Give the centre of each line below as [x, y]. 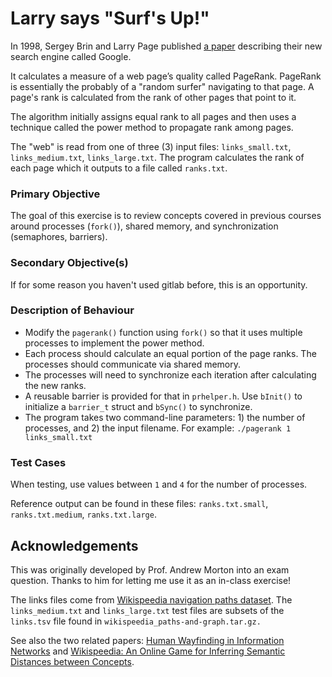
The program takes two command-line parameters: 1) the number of [165, 417]
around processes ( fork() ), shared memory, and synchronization [144, 226]
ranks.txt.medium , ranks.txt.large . [83, 514]
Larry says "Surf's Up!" [110, 18]
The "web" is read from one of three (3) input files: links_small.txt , [151, 146]
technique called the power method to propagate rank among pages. [152, 127]
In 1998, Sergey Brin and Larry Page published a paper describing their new [166, 46]
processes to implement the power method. [114, 343]
